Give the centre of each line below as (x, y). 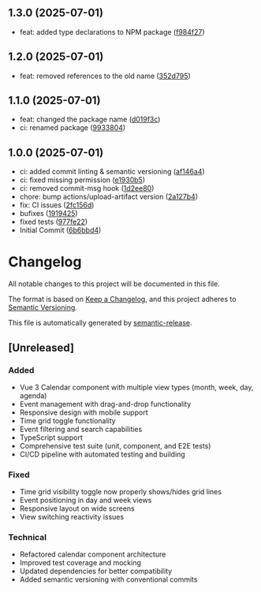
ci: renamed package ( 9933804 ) (73, 128)
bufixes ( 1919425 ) (48, 214)
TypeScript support (51, 437)
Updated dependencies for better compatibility (96, 572)
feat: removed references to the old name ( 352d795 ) (105, 76)
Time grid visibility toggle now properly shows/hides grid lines (121, 492)
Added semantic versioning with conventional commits (108, 579)
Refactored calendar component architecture (93, 554)
